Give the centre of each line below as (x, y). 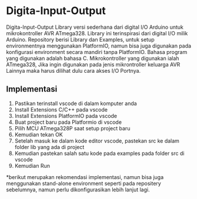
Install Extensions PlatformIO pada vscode (66, 116)
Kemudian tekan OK (39, 134)
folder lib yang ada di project (49, 147)
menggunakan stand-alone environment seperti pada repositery (84, 183)
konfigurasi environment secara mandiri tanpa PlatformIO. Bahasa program (97, 52)
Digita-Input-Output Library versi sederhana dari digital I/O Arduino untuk (95, 27)
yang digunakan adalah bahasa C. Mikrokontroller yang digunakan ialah (93, 58)
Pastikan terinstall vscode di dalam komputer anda (76, 103)
